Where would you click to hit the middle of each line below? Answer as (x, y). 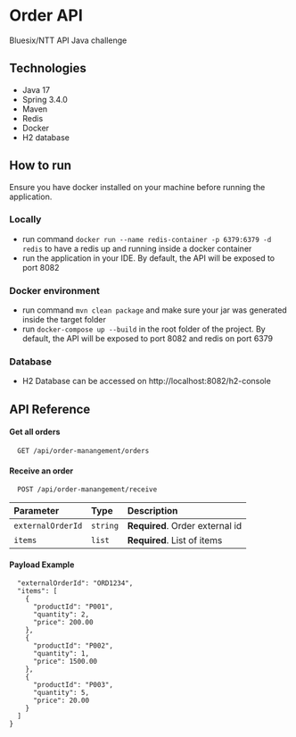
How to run (41, 166)
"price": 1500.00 (65, 662)
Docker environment (55, 290)
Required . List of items (175, 540)
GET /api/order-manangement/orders (83, 451)
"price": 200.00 (63, 623)
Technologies (48, 68)
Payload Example (42, 565)
